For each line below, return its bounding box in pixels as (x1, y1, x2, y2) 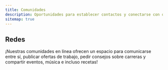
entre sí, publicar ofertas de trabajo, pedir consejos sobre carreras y (5, 53, 146, 60)
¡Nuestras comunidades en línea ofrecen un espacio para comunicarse (5, 48, 151, 54)
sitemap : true (5, 16, 35, 21)
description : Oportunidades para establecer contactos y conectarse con (5, 12, 160, 17)
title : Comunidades (5, 7, 46, 12)
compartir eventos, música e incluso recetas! (5, 59, 98, 65)
